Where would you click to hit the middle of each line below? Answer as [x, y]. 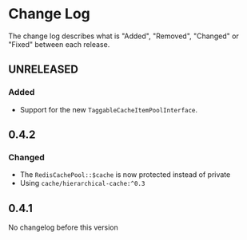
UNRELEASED [43, 70]
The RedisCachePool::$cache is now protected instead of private [125, 175]
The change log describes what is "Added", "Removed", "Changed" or [124, 36]
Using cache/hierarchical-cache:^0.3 [82, 183]
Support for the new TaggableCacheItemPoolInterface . [109, 109]
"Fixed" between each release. [59, 44]
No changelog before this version [63, 227]
